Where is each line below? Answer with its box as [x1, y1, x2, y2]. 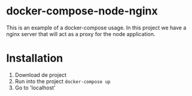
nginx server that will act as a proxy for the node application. [6, 30, 156, 37]
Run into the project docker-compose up [14, 77, 111, 85]
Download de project [14, 71, 67, 79]
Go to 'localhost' [14, 84, 56, 91]
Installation [6, 52, 63, 65]
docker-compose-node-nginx [6, 4, 158, 18]
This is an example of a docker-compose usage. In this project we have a [6, 24, 187, 31]
